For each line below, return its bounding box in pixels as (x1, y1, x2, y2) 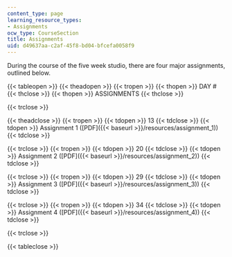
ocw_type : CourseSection (7, 29, 79, 37)
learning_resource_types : (7, 17, 82, 24)
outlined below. (7, 69, 51, 77)
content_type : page (7, 10, 64, 17)
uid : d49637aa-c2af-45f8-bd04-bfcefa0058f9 (7, 42, 135, 49)
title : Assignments (7, 36, 64, 43)
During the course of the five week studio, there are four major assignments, (7, 62, 226, 69)
